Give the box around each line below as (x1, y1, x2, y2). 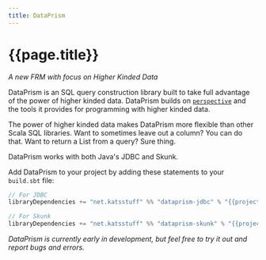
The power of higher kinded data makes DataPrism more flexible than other (8, 120, 254, 129)
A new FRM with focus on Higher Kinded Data (8, 72, 158, 82)
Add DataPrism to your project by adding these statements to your (8, 167, 224, 177)
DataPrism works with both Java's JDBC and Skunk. (8, 151, 179, 161)
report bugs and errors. (8, 243, 85, 252)
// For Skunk (8, 212, 51, 220)
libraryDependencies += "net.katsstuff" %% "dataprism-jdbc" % (8, 198, 222, 206)
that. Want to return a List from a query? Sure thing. (8, 136, 177, 146)
